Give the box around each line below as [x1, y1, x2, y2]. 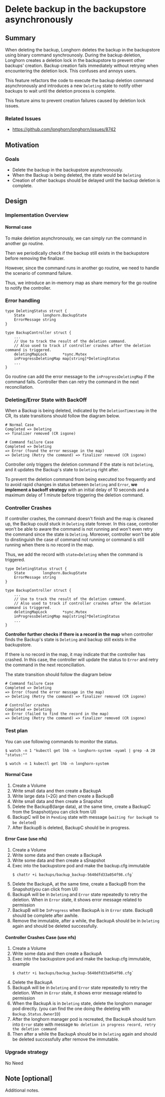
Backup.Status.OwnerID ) [12, 1011, 61, 1017]
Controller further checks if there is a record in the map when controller [5, 631, 154, 637]
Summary [5, 34, 36, 42]
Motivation [5, 141, 39, 149]
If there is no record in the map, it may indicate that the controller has [5, 651, 146, 657]
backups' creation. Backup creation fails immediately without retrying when [5, 63, 159, 68]
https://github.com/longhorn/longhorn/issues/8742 [12, 126, 116, 132]
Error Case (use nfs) [5, 836, 47, 842]
